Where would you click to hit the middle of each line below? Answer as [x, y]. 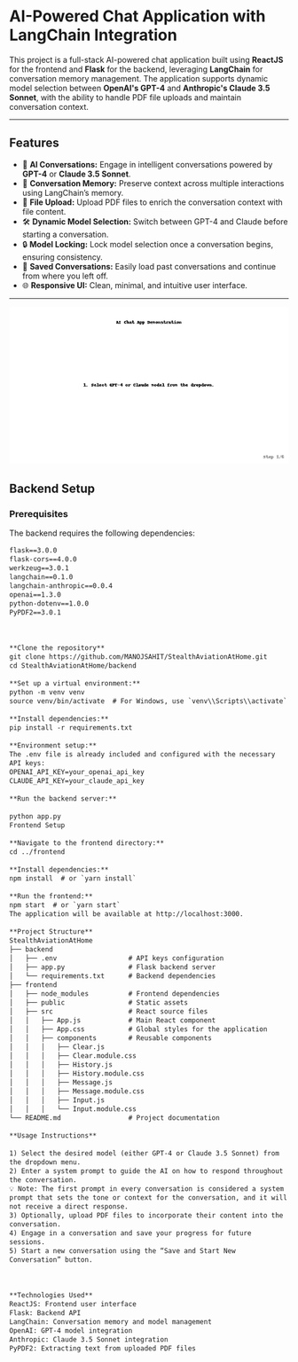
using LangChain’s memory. [73, 192]
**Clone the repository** [57, 648]
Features [34, 143]
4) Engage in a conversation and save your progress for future [130, 1233]
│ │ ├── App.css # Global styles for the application [138, 1029]
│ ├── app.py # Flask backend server [113, 967]
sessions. [27, 1242]
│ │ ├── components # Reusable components [111, 1038]
